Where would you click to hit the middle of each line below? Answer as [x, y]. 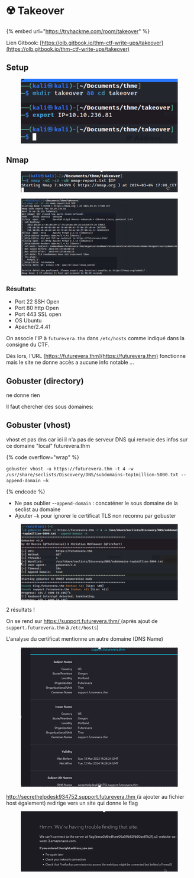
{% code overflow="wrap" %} [43, 457]
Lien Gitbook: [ [24, 43]
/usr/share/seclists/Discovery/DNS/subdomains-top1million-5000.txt [92, 474]
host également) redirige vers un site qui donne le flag [72, 803]
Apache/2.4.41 [33, 327]
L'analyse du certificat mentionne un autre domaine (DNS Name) [85, 638]
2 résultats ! [21, 609]
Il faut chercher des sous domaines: [50, 406]
